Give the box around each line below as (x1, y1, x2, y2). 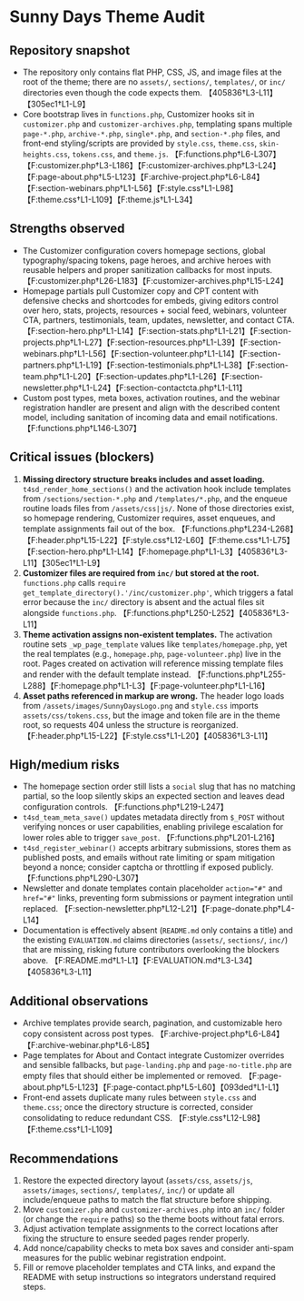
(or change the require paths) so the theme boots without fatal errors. (22, 1214, 285, 1225)
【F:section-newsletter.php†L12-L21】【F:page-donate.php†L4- (60, 903, 295, 914)
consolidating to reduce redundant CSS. (22, 1113, 172, 1124)
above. (22, 955, 49, 966)
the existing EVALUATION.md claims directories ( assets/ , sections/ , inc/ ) (22, 934, 289, 945)
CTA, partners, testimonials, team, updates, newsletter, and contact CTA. (22, 314, 295, 325)
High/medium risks (9, 757, 120, 772)
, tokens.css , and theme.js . (67, 148, 170, 159)
